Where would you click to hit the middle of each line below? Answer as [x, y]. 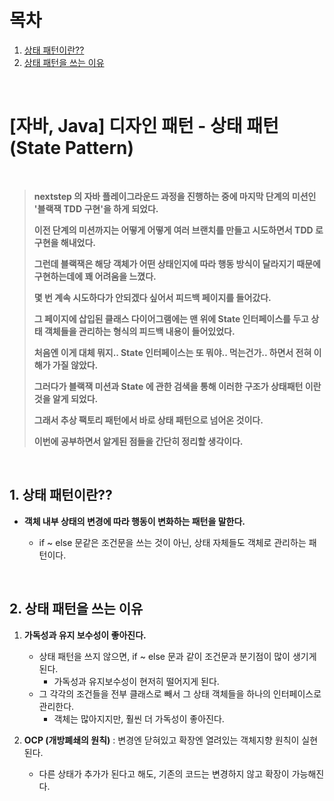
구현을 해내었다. [64, 242]
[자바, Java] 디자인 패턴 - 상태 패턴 [144, 126]
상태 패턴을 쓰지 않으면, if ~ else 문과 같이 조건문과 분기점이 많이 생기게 [177, 656]
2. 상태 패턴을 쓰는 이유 [76, 609]
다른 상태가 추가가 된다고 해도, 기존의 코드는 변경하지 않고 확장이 [164, 773]
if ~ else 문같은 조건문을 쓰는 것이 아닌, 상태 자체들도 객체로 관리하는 [172, 542]
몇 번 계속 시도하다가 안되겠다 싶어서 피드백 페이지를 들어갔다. [152, 297]
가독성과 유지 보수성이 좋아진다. [85, 635]
